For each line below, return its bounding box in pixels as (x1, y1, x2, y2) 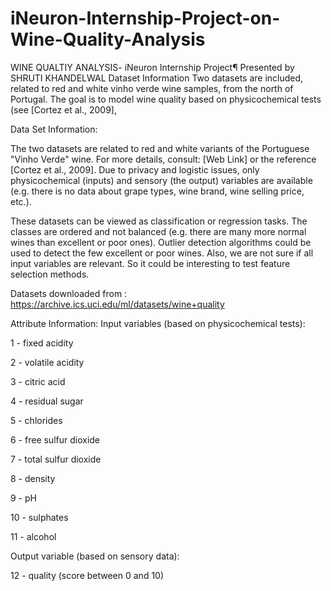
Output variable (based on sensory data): (10, 550, 180, 562)
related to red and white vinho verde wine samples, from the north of (10, 82, 294, 94)
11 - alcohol (10, 530, 57, 542)
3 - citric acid (10, 375, 66, 387)
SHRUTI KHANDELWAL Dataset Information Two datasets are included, (10, 72, 304, 84)
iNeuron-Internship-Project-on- (10, 7, 281, 30)
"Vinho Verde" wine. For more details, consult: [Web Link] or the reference (10, 153, 317, 165)
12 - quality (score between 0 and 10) (10, 569, 165, 581)
